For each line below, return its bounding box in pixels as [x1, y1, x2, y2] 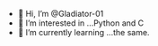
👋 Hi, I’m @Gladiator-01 [17, 9, 104, 19]
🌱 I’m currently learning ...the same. [17, 27, 150, 37]
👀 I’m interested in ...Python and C [17, 18, 145, 28]
